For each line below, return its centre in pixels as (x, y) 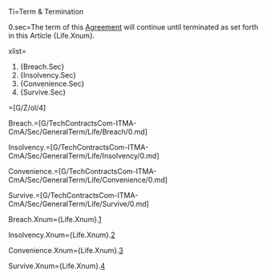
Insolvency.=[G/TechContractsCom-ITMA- (79, 147)
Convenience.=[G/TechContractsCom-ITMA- (83, 171)
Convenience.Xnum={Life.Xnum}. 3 (66, 250)
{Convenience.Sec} (52, 84)
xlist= (17, 51)
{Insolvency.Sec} (48, 75)
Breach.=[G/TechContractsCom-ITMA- (73, 123)
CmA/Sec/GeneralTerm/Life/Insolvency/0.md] (84, 156)
